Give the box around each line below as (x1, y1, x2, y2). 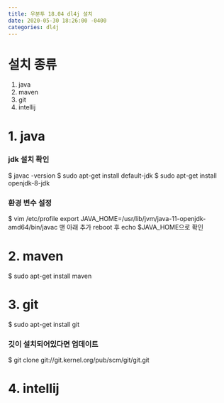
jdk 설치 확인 (8, 154, 50, 164)
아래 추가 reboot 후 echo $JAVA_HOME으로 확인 (67, 223, 204, 232)
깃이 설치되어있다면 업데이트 (8, 339, 99, 349)
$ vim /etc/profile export (8, 215, 79, 223)
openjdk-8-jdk (8, 178, 50, 187)
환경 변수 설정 (8, 198, 52, 208)
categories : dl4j (8, 23, 60, 31)
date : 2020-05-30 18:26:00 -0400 (8, 17, 107, 24)
